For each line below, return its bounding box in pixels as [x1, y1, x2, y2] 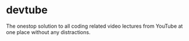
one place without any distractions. [6, 28, 91, 35]
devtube [6, 3, 48, 17]
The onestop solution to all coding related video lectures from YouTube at [6, 23, 183, 29]
